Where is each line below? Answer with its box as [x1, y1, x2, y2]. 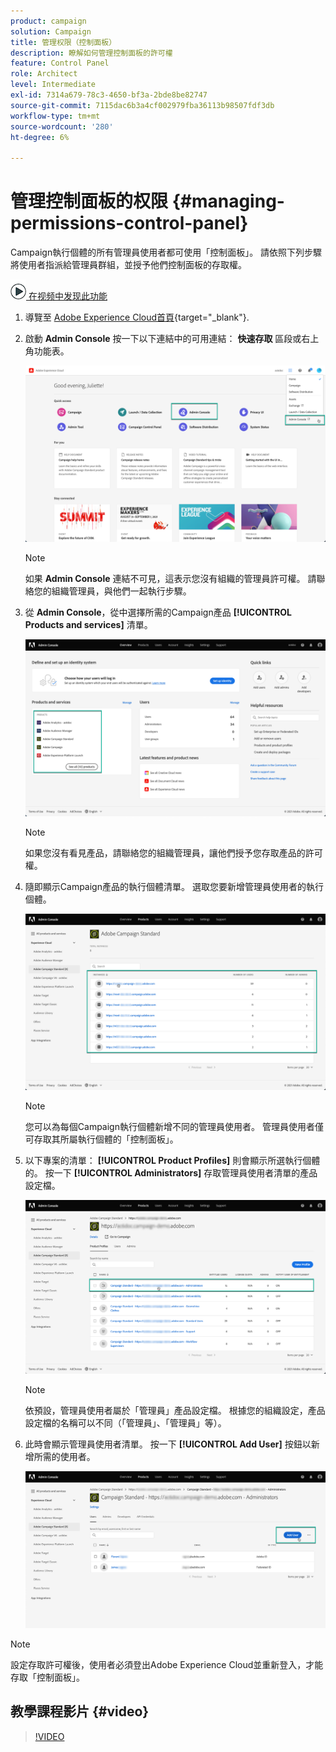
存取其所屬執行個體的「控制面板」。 [33, 1133, 179, 1145]
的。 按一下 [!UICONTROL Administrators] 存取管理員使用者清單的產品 [24, 1166, 318, 1179]
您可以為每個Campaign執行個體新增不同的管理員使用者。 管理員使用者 [24, 1120, 315, 1132]
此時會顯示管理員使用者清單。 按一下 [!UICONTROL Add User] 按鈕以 [24, 1438, 312, 1450]
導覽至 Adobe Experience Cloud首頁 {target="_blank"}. [24, 311, 250, 324]
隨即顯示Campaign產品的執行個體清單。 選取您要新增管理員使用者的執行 [24, 880, 324, 892]
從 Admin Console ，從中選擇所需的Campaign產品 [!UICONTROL [24, 606, 292, 619]
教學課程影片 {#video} [10, 1703, 150, 1720]
